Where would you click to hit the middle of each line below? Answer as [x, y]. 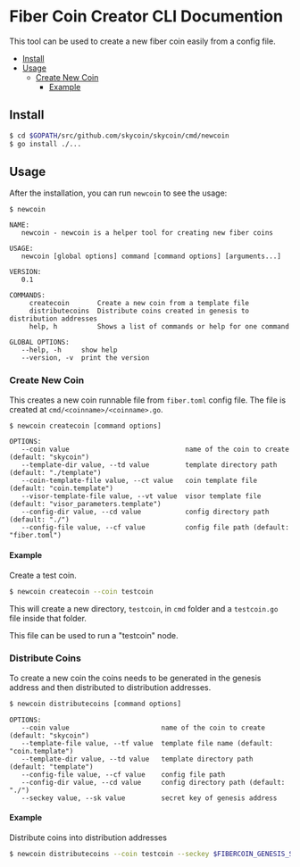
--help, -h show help [69, 350]
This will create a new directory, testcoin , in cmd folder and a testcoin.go [144, 608]
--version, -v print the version [85, 358]
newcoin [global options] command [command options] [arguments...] [151, 256]
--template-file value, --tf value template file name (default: [147, 743]
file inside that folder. [48, 618]
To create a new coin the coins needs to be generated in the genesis [135, 678]
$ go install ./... [46, 144]
